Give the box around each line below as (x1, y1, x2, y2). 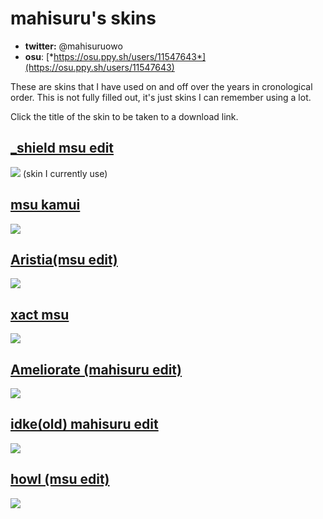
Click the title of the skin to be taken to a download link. (10, 110, 239, 122)
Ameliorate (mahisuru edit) (10, 361, 182, 378)
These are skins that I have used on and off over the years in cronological (10, 80, 313, 92)
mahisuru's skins (10, 7, 157, 30)
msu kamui (10, 197, 81, 214)
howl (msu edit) (10, 471, 110, 488)
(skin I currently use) (22, 167, 108, 179)
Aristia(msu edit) (10, 251, 118, 268)
